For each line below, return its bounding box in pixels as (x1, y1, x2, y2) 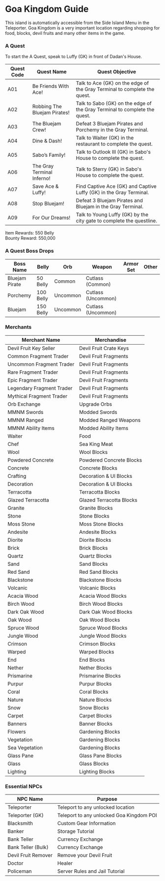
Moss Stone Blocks (79, 520, 124, 527)
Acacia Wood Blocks (79, 592, 127, 599)
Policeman (7, 868, 32, 875)
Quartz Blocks (79, 552, 112, 559)
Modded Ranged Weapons (79, 416, 141, 423)
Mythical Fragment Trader (7, 392, 68, 399)
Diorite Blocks (79, 536, 111, 543)
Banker (7, 828, 24, 835)
